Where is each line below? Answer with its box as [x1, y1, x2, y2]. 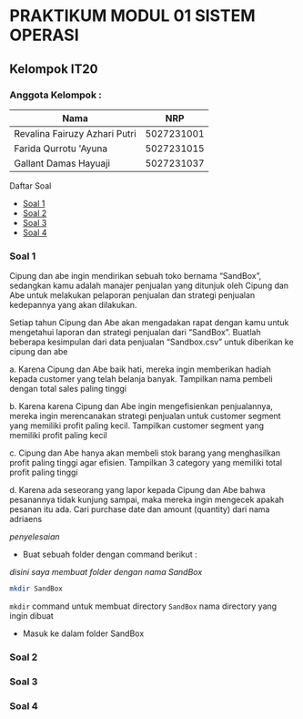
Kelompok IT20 [9, 61, 98, 77]
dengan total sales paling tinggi [9, 384, 127, 395]
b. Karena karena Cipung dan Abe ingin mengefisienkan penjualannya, [9, 401, 273, 412]
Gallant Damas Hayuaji [14, 157, 111, 169]
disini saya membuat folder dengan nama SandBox [9, 567, 203, 578]
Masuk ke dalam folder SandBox [22, 628, 145, 639]
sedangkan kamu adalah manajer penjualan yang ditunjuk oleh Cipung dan [9, 280, 289, 292]
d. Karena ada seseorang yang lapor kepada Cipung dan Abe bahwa [9, 485, 266, 496]
